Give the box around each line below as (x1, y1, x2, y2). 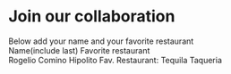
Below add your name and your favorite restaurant (8, 36, 194, 46)
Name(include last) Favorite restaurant (8, 45, 150, 55)
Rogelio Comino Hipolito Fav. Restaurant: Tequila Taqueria (8, 54, 223, 65)
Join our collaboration (8, 6, 175, 27)
